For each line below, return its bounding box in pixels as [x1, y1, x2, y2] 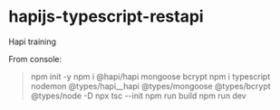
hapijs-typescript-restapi [8, 6, 205, 27]
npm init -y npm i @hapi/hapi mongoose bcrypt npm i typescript [30, 70, 271, 82]
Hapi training [8, 36, 56, 47]
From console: [8, 53, 63, 64]
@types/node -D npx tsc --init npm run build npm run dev [30, 90, 246, 101]
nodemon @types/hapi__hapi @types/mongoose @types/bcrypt [30, 80, 271, 91]
